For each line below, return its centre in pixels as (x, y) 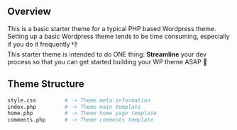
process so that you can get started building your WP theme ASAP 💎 (108, 61)
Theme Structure (46, 84)
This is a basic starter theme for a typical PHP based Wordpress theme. (112, 28)
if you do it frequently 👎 (43, 44)
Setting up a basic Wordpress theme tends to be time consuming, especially (118, 36)
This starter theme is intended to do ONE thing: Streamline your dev (107, 54)
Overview (29, 12)
